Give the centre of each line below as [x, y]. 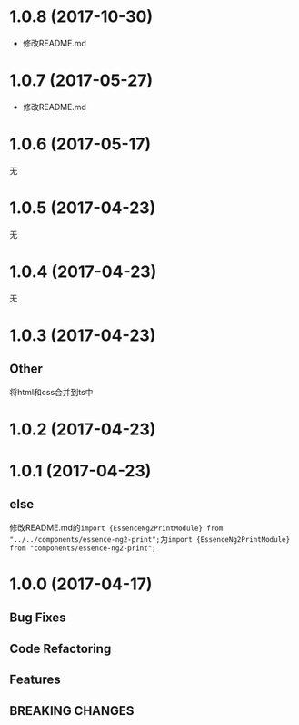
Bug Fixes [38, 618]
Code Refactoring [60, 648]
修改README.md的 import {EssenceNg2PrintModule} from [116, 527]
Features [35, 680]
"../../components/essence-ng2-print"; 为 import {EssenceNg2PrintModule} [150, 538]
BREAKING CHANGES [72, 711]
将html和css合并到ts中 [51, 392]
